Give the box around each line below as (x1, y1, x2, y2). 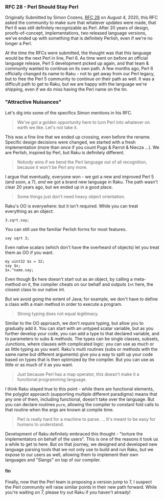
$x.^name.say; (5, 268, 34, 273)
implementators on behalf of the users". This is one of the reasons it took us (5, 436, 158, 442)
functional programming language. (17, 376, 87, 382)
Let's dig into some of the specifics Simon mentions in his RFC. (5, 110, 133, 115)
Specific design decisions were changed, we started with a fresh (5, 139, 136, 145)
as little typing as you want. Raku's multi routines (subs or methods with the (5, 346, 158, 352)
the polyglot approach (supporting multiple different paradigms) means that (5, 391, 158, 397)
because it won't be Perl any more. (17, 164, 88, 170)
